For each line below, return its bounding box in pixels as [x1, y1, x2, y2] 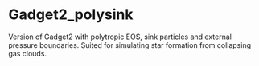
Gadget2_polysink [8, 6, 134, 24]
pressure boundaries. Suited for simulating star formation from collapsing [8, 40, 252, 49]
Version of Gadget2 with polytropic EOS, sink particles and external [8, 32, 232, 41]
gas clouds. [8, 49, 47, 58]
